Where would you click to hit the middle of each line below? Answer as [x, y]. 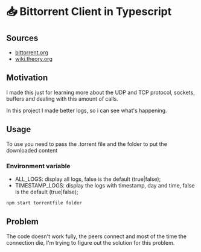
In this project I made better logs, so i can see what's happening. [87, 110]
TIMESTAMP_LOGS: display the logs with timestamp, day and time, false [105, 185]
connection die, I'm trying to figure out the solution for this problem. [91, 242]
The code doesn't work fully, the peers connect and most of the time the [97, 236]
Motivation [27, 78]
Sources [22, 38]
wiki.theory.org [33, 59]
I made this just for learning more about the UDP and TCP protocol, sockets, [101, 92]
